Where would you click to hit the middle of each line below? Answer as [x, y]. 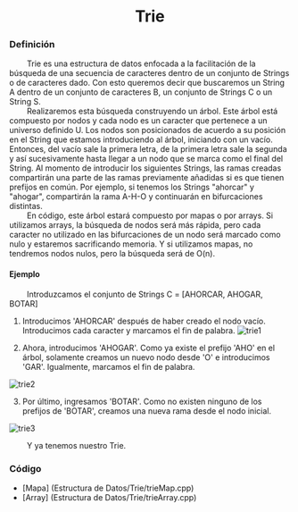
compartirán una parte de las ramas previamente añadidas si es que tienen [147, 178]
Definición [32, 45]
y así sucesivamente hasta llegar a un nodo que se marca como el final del [146, 159]
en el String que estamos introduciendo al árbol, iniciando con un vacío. [141, 139]
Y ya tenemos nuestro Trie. [76, 445]
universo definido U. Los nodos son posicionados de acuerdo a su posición [148, 130]
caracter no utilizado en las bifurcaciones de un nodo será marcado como [145, 235]
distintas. [26, 206]
